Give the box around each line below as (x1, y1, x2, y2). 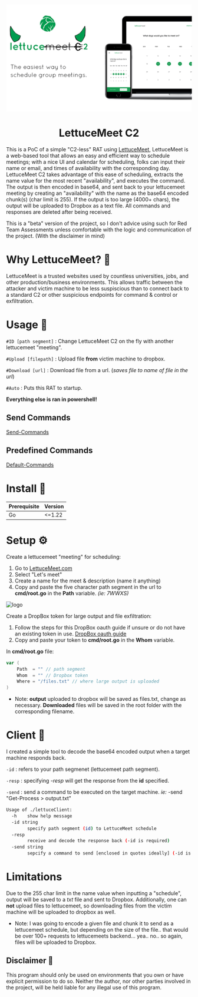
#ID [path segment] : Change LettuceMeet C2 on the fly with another (6, 337, 174, 345)
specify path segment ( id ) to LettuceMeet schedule (27, 826, 157, 832)
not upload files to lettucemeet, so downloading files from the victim (6, 902, 172, 909)
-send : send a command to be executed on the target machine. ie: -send (6, 789, 183, 796)
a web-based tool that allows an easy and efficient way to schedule (6, 152, 170, 160)
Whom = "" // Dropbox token (16, 673, 88, 678)
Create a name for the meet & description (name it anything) (14, 577, 161, 584)
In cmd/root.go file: (6, 648, 54, 655)
